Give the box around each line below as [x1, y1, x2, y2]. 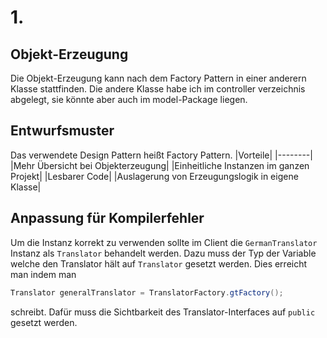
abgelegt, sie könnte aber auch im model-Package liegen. [10, 94, 248, 105]
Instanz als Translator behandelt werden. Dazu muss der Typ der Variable [10, 247, 317, 259]
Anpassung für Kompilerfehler [10, 210, 205, 227]
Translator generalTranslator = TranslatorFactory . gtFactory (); [10, 287, 284, 298]
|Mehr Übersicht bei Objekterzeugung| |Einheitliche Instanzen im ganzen [10, 159, 310, 171]
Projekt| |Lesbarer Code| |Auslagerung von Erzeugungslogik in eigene [10, 170, 299, 182]
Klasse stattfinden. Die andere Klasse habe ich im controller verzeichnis [10, 83, 306, 95]
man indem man [10, 268, 77, 280]
